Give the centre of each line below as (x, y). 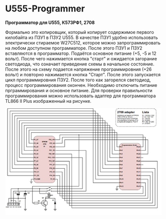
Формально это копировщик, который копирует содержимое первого (80, 32)
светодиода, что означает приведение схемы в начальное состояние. (80, 64)
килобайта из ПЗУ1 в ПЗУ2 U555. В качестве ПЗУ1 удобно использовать (82, 37)
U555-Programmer (45, 9)
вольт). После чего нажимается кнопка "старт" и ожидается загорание (81, 58)
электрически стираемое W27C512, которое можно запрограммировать (83, 42)
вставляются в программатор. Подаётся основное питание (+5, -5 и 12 (81, 53)
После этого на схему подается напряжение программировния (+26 (79, 69)
